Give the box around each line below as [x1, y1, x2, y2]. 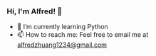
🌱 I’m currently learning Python [16, 23, 108, 31]
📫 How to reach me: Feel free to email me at [16, 30, 149, 39]
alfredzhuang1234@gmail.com [16, 40, 108, 49]
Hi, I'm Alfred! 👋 [6, 6, 63, 16]
